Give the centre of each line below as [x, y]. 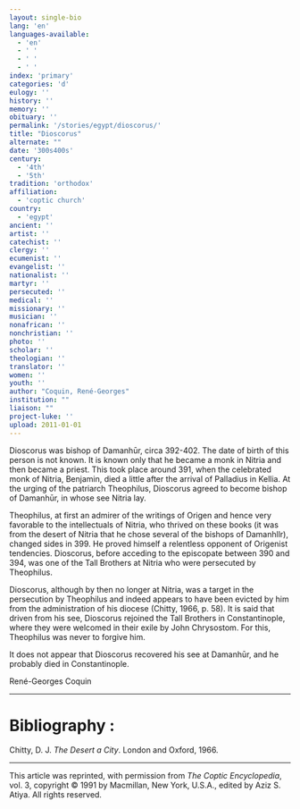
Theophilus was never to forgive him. [77, 636]
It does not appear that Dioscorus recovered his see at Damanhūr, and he [144, 654]
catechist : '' [36, 242]
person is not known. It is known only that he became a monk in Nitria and [146, 459]
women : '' [28, 375]
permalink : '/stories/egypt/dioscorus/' [86, 126]
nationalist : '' [39, 275]
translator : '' [37, 367]
